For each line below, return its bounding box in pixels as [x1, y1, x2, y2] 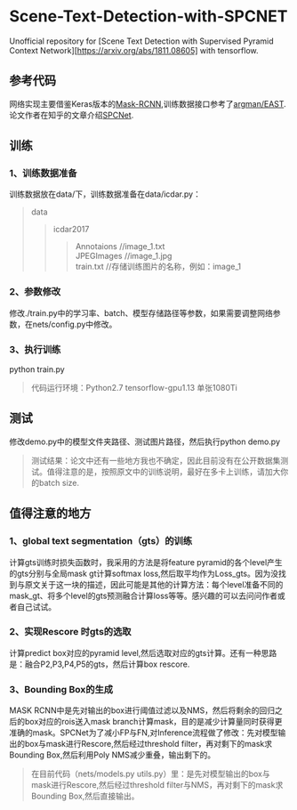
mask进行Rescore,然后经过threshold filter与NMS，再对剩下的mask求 [30, 780, 284, 790]
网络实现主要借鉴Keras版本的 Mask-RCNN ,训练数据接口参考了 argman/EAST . [9, 98, 286, 109]
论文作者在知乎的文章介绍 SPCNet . [9, 109, 134, 120]
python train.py [9, 364, 65, 375]
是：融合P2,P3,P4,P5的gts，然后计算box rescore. [9, 659, 190, 669]
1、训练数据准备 [9, 167, 77, 180]
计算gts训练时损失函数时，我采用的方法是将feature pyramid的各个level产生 [9, 556, 283, 567]
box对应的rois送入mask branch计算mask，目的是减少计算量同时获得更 [24, 717, 283, 727]
